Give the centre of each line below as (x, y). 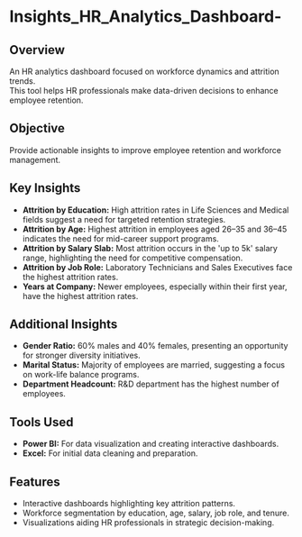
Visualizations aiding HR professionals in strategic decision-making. (148, 523)
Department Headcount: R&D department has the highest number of (151, 384)
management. (35, 159)
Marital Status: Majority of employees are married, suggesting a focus (154, 365)
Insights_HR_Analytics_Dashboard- (146, 17)
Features (35, 482)
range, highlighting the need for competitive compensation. (133, 258)
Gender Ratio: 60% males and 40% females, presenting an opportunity (155, 346)
